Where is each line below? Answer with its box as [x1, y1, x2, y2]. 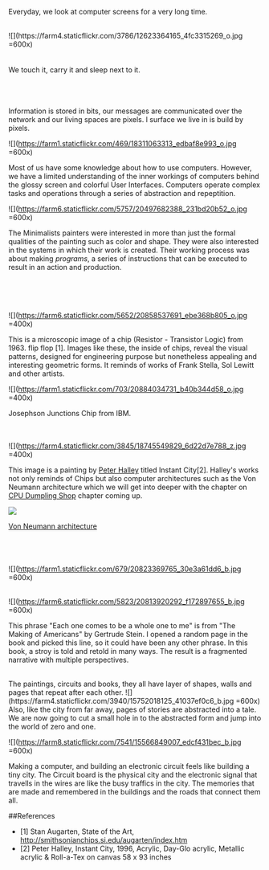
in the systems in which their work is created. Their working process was [8, 245, 251, 255]
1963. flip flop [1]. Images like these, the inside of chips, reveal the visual [8, 343, 248, 353]
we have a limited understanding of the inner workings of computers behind [8, 172, 259, 181]
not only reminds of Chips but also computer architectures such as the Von [8, 474, 257, 483]
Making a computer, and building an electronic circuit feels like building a [8, 762, 251, 770]
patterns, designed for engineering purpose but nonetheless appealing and [8, 352, 257, 361]
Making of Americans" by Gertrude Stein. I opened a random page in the [8, 630, 249, 639]
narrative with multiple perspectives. [8, 655, 129, 664]
